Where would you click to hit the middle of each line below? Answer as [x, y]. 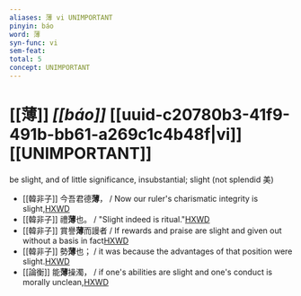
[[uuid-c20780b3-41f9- [199, 115]
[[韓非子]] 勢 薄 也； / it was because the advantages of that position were [157, 251]
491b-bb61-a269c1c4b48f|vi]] [126, 135]
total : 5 [26, 59]
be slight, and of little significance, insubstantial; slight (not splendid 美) [142, 179]
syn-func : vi [34, 43]
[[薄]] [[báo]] [58, 115]
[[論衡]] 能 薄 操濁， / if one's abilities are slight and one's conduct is [147, 272]
